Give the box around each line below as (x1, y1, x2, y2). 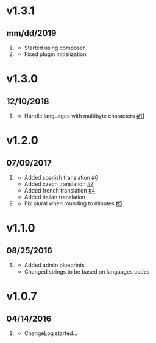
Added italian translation (24, 193, 86, 200)
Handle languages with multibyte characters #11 (24, 112, 144, 119)
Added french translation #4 (24, 187, 96, 194)
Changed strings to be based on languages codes (24, 268, 150, 275)
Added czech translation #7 (24, 180, 94, 188)
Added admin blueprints (24, 261, 85, 269)
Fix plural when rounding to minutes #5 (24, 200, 123, 207)
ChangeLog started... (24, 330, 78, 337)
